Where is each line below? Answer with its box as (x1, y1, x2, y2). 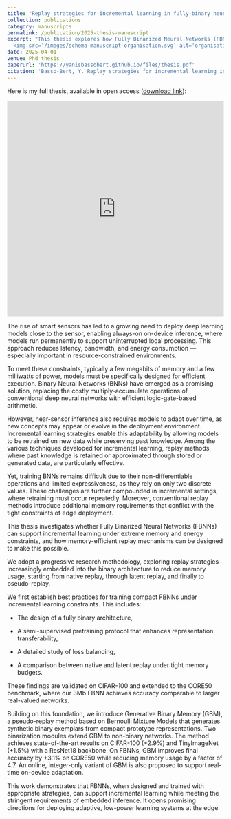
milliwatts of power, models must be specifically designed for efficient (7, 372, 206, 380)
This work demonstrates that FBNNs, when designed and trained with (7, 781, 205, 790)
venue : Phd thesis (7, 55, 60, 62)
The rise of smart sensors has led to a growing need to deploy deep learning (7, 322, 224, 330)
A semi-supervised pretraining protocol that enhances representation (16, 626, 214, 635)
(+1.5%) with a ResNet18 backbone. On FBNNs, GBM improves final (7, 746, 198, 754)
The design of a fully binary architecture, (16, 613, 133, 622)
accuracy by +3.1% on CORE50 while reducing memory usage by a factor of (7, 753, 223, 762)
